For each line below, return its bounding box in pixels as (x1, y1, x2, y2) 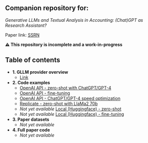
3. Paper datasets (12, 116, 49, 122)
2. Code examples (12, 79, 50, 86)
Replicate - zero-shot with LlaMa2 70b (19, 100, 98, 106)
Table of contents (5, 56, 60, 64)
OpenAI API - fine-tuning (19, 90, 71, 96)
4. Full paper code (12, 127, 50, 133)
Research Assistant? (5, 22, 47, 28)
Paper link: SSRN (5, 32, 39, 38)
